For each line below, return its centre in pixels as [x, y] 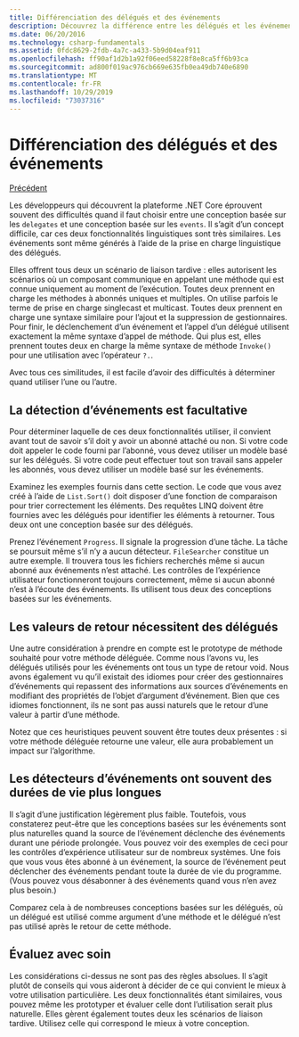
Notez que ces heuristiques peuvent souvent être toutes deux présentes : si [148, 731]
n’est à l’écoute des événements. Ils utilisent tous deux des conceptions [141, 589]
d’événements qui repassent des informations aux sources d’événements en [149, 686]
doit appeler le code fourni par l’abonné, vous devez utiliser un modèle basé [148, 450]
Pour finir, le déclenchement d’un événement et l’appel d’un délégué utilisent [149, 327]
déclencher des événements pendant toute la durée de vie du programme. [145, 871]
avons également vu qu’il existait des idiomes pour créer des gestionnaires [146, 676]
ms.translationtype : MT [53, 76]
